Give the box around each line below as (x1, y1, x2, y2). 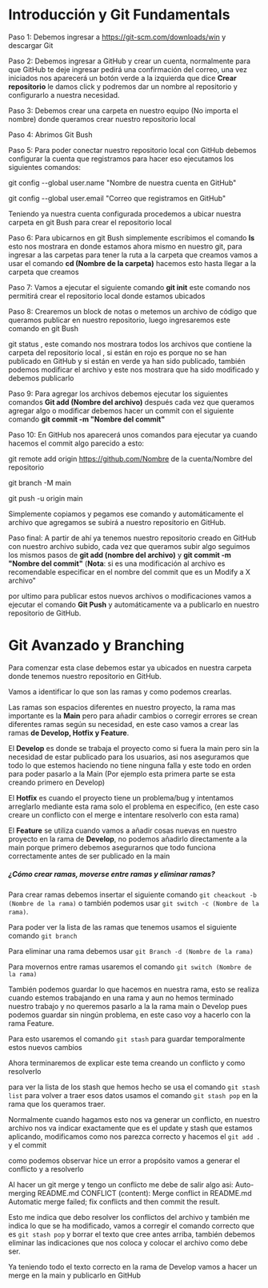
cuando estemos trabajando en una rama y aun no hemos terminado (8, 992, 234, 1003)
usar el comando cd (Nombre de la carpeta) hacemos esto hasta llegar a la (8, 258, 257, 268)
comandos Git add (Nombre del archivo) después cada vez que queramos (8, 397, 254, 406)
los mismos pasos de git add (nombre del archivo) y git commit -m (8, 550, 232, 559)
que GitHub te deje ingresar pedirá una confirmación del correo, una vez (8, 64, 248, 74)
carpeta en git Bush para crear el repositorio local (8, 217, 172, 227)
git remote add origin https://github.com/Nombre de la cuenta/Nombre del (8, 454, 254, 463)
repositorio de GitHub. (8, 608, 82, 618)
